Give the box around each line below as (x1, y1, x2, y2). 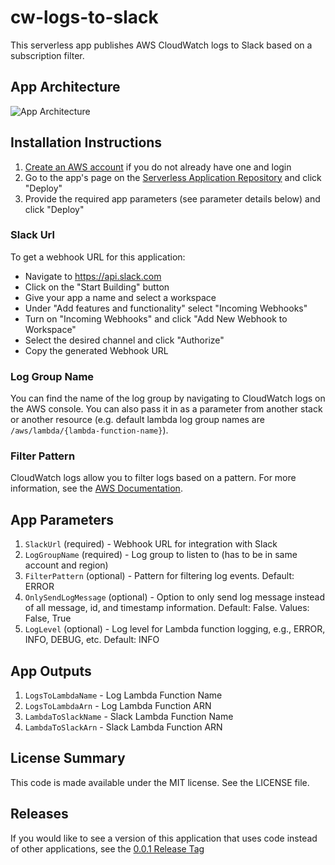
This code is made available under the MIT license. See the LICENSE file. (10, 776, 310, 788)
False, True (24, 612, 72, 625)
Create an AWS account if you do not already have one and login (24, 161, 292, 173)
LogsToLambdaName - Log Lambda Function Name (24, 689, 223, 701)
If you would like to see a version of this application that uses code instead (10, 832, 318, 844)
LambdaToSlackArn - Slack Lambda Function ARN (24, 721, 223, 733)
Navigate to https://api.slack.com (24, 270, 162, 282)
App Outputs (10, 662, 92, 680)
